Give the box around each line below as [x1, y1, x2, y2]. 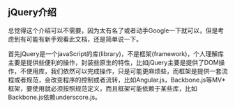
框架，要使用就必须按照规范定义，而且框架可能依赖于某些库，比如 [8, 84, 197, 92]
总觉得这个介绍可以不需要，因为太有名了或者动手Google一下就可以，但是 [8, 26, 218, 35]
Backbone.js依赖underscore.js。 [8, 93, 102, 101]
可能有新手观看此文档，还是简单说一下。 [26, 35, 142, 43]
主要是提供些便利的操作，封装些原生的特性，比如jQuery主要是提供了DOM [8, 58, 219, 66]
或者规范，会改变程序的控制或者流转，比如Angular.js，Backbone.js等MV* [13, 75, 226, 84]
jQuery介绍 [8, 6, 57, 19]
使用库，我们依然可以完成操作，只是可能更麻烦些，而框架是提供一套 [26, 66, 222, 75]
